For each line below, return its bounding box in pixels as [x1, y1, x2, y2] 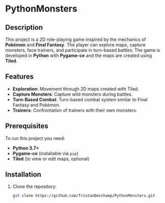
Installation [5, 170, 41, 179]
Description [5, 23, 43, 32]
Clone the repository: [12, 183, 57, 189]
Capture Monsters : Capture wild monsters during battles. [12, 91, 133, 97]
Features [5, 73, 34, 81]
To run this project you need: [5, 135, 66, 141]
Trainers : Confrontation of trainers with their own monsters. [12, 107, 137, 113]
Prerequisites [5, 122, 48, 130]
